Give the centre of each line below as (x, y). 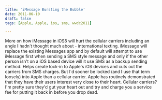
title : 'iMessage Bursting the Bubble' (45, 9)
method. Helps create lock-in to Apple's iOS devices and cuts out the (74, 67)
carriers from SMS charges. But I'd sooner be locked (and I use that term (78, 72)
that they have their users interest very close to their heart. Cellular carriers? (81, 82)
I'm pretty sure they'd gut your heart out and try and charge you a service (79, 87)
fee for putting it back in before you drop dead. (52, 92)
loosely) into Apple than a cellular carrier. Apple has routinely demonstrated (80, 77)
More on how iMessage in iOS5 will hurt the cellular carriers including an (77, 41)
